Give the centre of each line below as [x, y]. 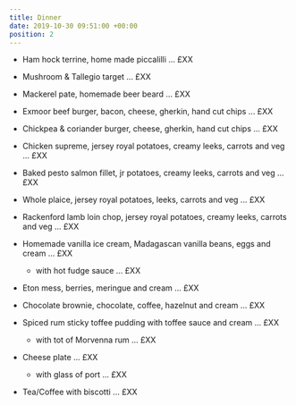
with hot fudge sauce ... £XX [88, 271]
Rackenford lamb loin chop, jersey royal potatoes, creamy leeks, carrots [155, 217]
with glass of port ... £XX [81, 375]
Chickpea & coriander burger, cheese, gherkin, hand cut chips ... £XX [150, 129]
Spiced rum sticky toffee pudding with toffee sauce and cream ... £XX [151, 323]
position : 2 [31, 34]
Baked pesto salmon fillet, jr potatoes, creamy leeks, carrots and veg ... [153, 173]
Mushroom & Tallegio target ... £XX [86, 77]
